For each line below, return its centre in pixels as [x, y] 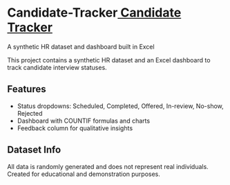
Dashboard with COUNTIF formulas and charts [84, 121]
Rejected [30, 113]
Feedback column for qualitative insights [75, 128]
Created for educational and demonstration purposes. [84, 174]
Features [27, 89]
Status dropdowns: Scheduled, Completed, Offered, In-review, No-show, [121, 106]
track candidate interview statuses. [57, 67]
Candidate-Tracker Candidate [94, 13]
